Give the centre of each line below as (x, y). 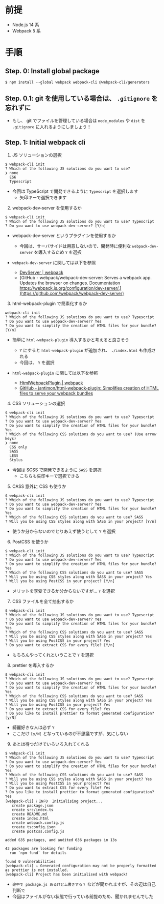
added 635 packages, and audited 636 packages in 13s (61, 840)
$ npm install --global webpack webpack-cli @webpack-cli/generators (78, 82)
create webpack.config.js (38, 823)
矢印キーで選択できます (43, 197)
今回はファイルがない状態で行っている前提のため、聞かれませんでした (82, 896)
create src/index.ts (33, 810)
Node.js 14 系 (25, 25)
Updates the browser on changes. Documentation (70, 283)
